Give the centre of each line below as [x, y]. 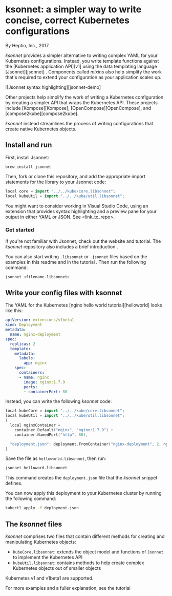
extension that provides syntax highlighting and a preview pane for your [81, 211]
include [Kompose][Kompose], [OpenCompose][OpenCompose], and [78, 108]
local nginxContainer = [35, 425]
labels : [27, 358]
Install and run [29, 145]
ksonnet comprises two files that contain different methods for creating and [85, 536]
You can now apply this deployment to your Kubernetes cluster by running [84, 493]
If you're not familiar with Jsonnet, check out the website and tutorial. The [83, 241]
